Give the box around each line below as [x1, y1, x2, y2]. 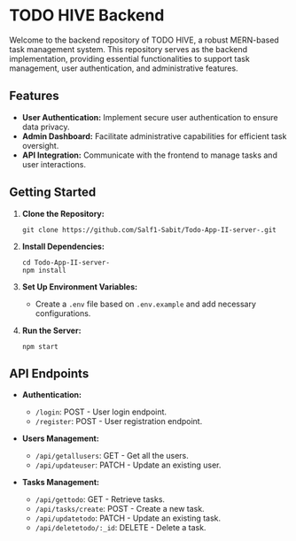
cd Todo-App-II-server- [21, 258, 111, 267]
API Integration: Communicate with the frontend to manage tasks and [21, 150, 277, 160]
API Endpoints [9, 366, 90, 381]
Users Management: [21, 433, 99, 444]
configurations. [35, 307, 91, 319]
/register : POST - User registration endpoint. [35, 416, 203, 427]
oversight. [21, 140, 59, 151]
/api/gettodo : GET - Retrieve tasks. [35, 494, 166, 505]
